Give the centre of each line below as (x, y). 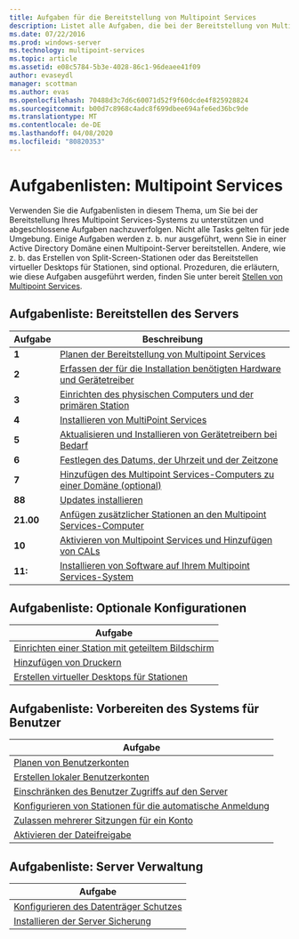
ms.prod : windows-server (55, 42)
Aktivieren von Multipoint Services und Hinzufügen (166, 539)
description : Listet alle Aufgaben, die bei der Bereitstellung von (139, 26)
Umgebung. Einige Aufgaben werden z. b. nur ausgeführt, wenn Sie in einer (148, 239)
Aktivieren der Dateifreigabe (73, 835)
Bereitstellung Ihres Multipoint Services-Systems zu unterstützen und (137, 220)
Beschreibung (172, 339)
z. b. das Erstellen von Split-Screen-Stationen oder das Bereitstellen (134, 257)
